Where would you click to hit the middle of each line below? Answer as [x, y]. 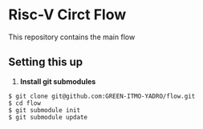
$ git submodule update [48, 117]
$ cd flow [25, 103]
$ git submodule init [45, 110]
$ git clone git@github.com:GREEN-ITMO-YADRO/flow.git [102, 96]
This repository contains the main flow [72, 37]
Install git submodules [58, 81]
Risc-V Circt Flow [67, 15]
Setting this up [45, 62]
